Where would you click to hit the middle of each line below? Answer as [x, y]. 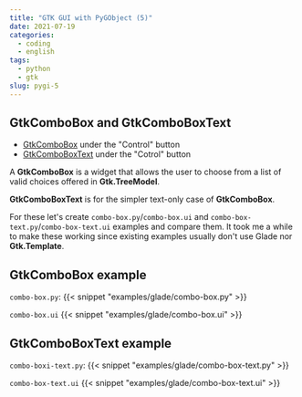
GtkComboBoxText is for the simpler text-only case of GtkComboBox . [142, 199]
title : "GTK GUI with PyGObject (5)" [81, 18]
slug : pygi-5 [34, 86]
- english [36, 52]
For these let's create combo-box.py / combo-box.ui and [109, 217]
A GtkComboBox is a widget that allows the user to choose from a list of [146, 172]
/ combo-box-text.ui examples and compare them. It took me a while [166, 227]
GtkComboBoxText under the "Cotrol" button [107, 154]
